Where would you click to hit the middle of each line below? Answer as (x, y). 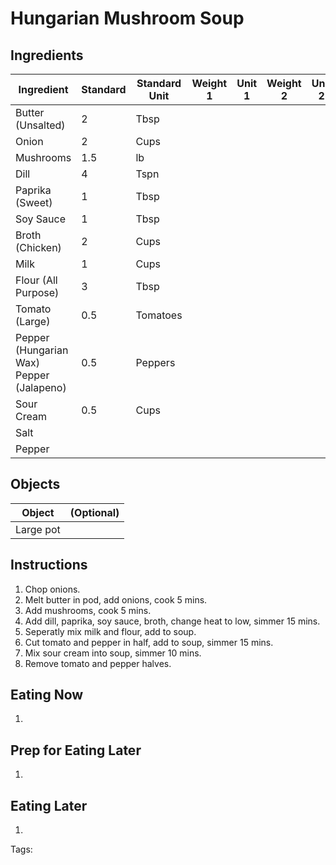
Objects (35, 484)
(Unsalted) (40, 125)
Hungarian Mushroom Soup (127, 18)
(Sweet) (34, 202)
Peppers (155, 362)
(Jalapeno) (41, 387)
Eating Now (47, 695)
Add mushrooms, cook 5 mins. (88, 610)
